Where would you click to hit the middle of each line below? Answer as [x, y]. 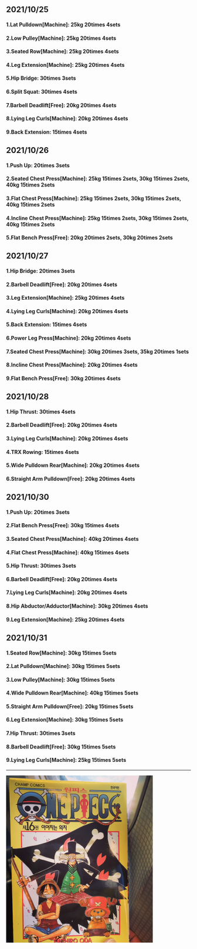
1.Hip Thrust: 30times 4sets [41, 411]
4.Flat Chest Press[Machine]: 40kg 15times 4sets [68, 552]
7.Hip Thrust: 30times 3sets [41, 733]
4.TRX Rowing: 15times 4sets [43, 452]
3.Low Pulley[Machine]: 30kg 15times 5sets [61, 679]
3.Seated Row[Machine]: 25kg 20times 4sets [62, 52]
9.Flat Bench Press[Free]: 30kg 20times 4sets [64, 378]
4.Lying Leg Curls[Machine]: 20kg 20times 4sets [67, 311]
